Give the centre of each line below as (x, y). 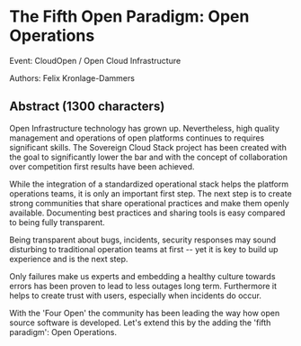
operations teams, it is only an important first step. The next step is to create (150, 193)
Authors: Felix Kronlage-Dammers (72, 77)
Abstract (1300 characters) (87, 107)
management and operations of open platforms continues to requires (137, 138)
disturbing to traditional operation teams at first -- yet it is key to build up (144, 249)
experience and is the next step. (69, 259)
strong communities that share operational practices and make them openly (149, 203)
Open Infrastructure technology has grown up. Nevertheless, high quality (145, 128)
